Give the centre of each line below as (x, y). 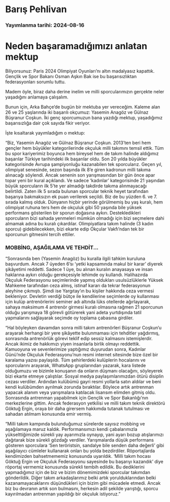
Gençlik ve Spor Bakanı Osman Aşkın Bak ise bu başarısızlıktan (71, 77)
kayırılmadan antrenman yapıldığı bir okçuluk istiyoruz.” (63, 494)
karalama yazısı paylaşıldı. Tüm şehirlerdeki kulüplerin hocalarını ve (75, 360)
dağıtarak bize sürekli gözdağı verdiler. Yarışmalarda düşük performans (80, 440)
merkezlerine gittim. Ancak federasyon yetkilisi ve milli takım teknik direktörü (85, 403)
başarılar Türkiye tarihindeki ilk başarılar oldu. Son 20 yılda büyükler (76, 159)
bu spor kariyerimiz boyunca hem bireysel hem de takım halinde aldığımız (82, 154)
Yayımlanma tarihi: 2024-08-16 (45, 25)
